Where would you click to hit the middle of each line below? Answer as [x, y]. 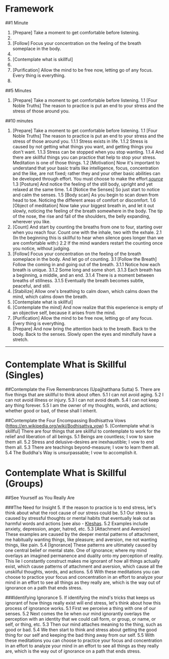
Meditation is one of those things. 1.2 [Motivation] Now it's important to [86, 162]
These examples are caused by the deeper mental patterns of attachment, [82, 534]
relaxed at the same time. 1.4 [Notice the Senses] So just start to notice [86, 189]
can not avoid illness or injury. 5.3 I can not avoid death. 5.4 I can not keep [82, 400]
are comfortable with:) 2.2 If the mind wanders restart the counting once [88, 243]
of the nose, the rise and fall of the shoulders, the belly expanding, [81, 216]
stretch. [20, 339]
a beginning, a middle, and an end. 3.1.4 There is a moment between [83, 275]
